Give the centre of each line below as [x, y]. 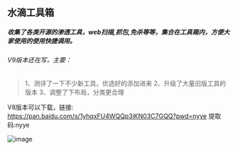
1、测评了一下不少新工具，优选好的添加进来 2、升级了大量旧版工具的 [125, 83]
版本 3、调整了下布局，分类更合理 [74, 92]
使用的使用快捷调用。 [44, 40]
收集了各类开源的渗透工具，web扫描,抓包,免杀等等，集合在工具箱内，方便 [115, 32]
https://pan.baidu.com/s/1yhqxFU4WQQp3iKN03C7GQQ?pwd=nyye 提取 [114, 116]
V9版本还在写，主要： [40, 60]
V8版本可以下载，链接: [40, 107]
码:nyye [18, 125]
